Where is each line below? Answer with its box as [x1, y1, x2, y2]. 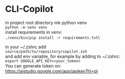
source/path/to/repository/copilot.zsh [5, 49, 87, 54]
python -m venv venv [5, 25, 48, 30]
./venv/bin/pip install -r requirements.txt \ [5, 34, 100, 40]
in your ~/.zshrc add [5, 44, 46, 50]
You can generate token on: [5, 63, 62, 69]
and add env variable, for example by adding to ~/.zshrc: [5, 53, 121, 59]
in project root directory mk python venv [5, 20, 87, 26]
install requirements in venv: [5, 29, 63, 35]
